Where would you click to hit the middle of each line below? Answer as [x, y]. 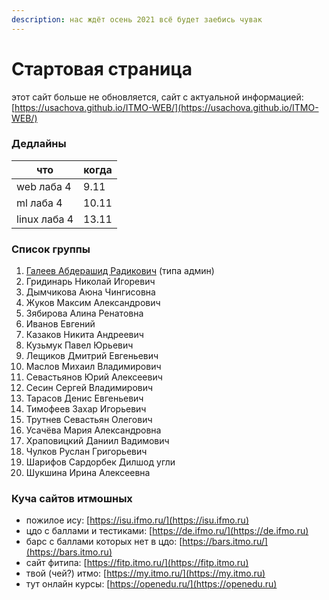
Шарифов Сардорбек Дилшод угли [100, 462]
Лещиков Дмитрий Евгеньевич [92, 356]
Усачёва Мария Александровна [93, 430]
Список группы [51, 249]
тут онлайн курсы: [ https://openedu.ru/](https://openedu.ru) [151, 584]
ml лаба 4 [39, 203]
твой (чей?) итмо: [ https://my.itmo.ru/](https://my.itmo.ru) [145, 573]
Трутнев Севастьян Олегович [89, 420]
